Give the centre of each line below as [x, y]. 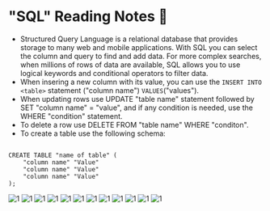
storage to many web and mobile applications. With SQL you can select [139, 47]
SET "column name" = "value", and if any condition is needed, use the [136, 108]
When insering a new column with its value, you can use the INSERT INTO [141, 82]
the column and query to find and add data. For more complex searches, [141, 56]
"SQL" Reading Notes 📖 [88, 17]
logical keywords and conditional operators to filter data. [114, 73]
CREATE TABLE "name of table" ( [63, 155]
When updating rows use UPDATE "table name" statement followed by [137, 99]
